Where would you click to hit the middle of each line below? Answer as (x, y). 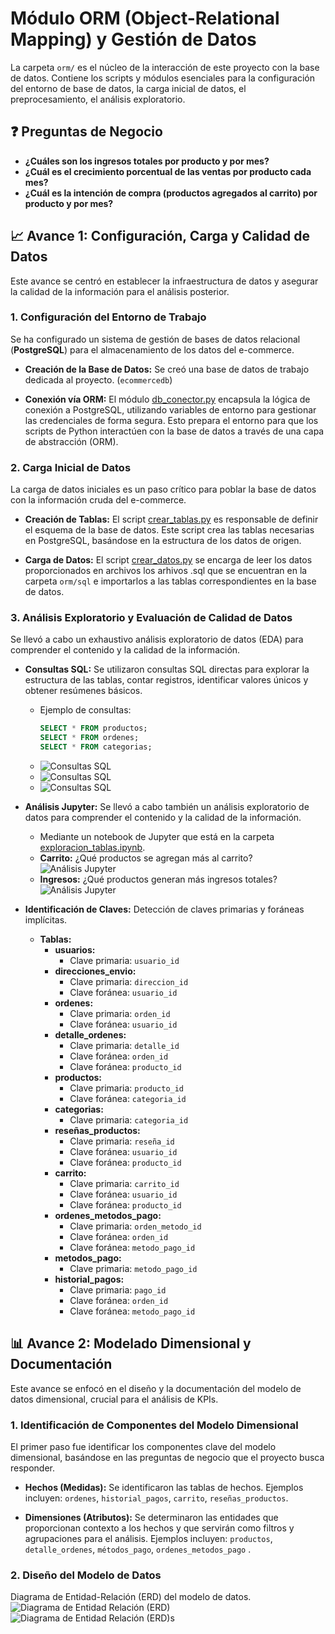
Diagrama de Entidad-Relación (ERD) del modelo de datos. (131, 1597)
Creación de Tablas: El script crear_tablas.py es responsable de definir (171, 519)
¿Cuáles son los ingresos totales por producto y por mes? (147, 161)
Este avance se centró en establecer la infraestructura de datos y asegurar (164, 281)
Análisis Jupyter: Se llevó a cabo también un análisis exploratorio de (167, 807)
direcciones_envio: (95, 971)
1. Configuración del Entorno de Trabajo (108, 317)
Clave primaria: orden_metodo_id (135, 1226)
